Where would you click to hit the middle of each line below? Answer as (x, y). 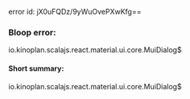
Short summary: (36, 68)
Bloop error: (32, 32)
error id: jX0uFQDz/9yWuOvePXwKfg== (75, 12)
